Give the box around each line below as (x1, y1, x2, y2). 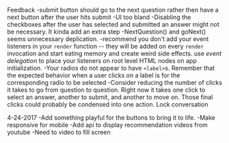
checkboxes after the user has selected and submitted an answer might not (7, 21, 220, 28)
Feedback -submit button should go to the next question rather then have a (7, 6, 219, 14)
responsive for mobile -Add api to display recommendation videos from (7, 121, 208, 129)
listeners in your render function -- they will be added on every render (7, 42, 204, 50)
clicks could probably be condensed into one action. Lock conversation (7, 101, 208, 108)
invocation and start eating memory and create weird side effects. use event (7, 49, 222, 57)
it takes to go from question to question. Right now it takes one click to (7, 86, 206, 94)
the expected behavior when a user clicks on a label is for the (7, 71, 180, 79)
